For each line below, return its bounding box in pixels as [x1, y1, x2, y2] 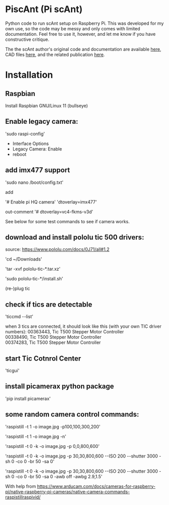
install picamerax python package [5, 382, 114, 391]
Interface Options [12, 140, 49, 146]
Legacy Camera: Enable [12, 145, 62, 152]
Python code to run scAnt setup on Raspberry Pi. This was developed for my [5, 20, 164, 26]
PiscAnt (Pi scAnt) [5, 4, 83, 15]
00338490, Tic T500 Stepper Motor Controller [5, 334, 102, 340]
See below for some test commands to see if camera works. [5, 218, 130, 224]
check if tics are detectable [5, 300, 93, 309]
